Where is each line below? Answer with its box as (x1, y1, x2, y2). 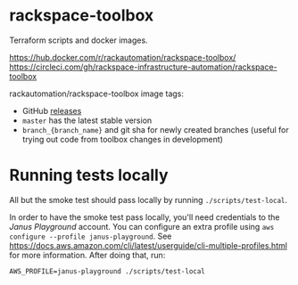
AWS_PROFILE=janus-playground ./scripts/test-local (9, 266, 205, 276)
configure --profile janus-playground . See (9, 231, 172, 241)
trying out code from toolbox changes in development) (21, 134, 223, 144)
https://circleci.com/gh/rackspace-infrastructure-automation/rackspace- (9, 61, 278, 72)
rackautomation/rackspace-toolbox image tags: (9, 88, 185, 99)
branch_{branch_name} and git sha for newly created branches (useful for (21, 124, 290, 134)
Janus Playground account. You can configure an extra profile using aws (9, 221, 275, 232)
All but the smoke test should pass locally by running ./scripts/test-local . (9, 194, 288, 205)
